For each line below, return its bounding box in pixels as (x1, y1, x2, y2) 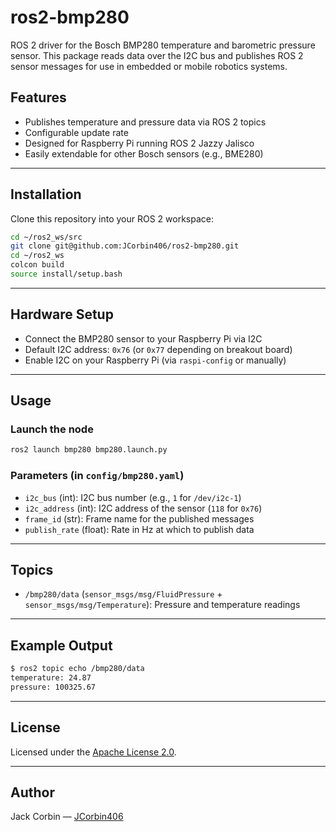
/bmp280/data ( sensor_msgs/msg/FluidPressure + (24, 588, 223, 600)
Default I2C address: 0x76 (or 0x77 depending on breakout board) (24, 343, 293, 355)
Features (10, 89, 67, 106)
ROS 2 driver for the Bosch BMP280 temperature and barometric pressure (10, 39, 316, 51)
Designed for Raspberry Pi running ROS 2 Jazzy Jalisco (24, 137, 255, 149)
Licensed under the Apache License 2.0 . (10, 746, 177, 758)
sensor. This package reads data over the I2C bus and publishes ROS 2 (10, 49, 304, 61)
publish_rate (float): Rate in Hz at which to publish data (24, 523, 255, 535)
